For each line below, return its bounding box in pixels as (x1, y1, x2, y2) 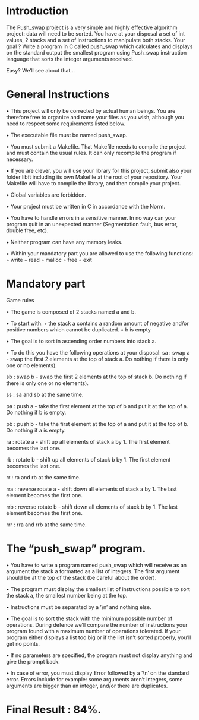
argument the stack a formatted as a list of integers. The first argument (6, 567, 180, 574)
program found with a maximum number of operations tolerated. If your (6, 627, 181, 634)
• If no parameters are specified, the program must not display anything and (6, 652, 193, 659)
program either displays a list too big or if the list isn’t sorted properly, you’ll (6, 634, 191, 641)
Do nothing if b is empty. (6, 409, 67, 416)
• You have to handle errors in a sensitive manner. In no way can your (6, 214, 176, 221)
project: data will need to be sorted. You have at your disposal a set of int (6, 30, 185, 37)
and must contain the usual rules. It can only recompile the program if (6, 149, 176, 156)
